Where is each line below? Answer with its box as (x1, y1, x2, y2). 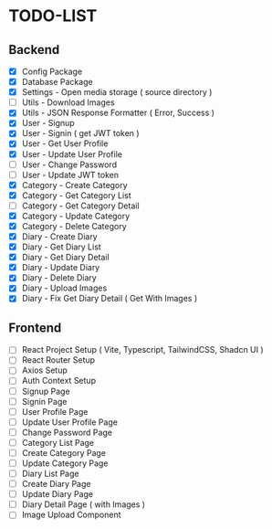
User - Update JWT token (21, 169, 120, 180)
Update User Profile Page (21, 417, 118, 428)
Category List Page (21, 437, 95, 448)
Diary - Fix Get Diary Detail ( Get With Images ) (21, 293, 198, 304)
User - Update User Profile (21, 148, 122, 160)
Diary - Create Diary (21, 231, 98, 242)
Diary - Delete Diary (21, 272, 97, 283)
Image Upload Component (21, 509, 121, 521)
